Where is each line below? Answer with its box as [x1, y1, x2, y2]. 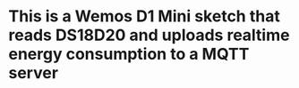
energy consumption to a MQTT [8, 44, 250, 64]
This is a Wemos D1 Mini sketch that [8, 6, 281, 27]
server [8, 63, 59, 84]
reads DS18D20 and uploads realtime [8, 25, 290, 45]
